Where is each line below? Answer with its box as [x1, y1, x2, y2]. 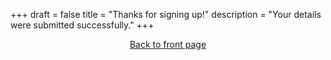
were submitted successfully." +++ [10, 19, 155, 31]
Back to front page [129, 39, 207, 50]
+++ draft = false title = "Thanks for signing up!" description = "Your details [10, 9, 322, 20]
